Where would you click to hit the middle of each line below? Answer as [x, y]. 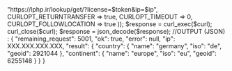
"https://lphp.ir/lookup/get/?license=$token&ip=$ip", [83, 9]
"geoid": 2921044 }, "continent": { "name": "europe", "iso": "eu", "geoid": [112, 53]
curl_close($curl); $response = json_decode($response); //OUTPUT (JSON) [116, 31]
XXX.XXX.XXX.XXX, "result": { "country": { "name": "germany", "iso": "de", [114, 46]
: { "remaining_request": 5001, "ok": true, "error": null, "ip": [91, 39]
